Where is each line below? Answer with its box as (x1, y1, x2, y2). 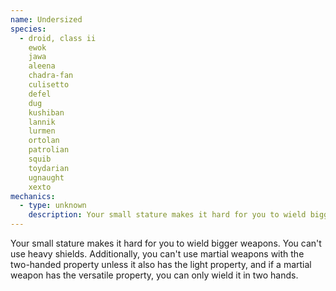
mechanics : (10, 191, 56, 201)
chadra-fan (28, 71, 74, 81)
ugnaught (28, 172, 65, 183)
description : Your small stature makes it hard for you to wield (28, 210, 307, 220)
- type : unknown (19, 201, 87, 211)
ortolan (28, 136, 60, 146)
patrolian (28, 145, 70, 155)
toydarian (28, 163, 70, 173)
